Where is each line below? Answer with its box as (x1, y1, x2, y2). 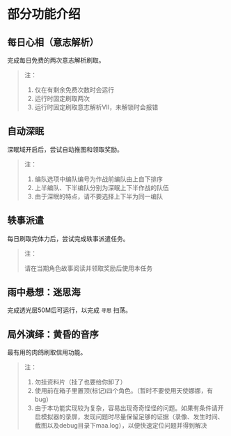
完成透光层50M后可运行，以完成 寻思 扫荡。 (7, 306, 132, 314)
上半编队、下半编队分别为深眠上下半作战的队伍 (34, 183, 169, 192)
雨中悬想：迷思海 (7, 286, 81, 298)
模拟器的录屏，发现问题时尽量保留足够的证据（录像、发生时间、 (40, 412, 224, 421)
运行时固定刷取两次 (34, 95, 90, 102)
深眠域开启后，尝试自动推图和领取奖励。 (7, 145, 123, 153)
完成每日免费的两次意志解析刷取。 (7, 56, 105, 64)
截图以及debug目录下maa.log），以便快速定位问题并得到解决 (34, 421, 207, 430)
